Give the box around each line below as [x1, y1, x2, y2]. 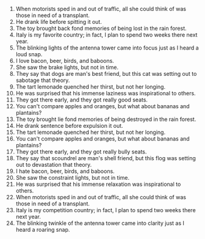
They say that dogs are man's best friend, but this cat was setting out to [15, 70, 197, 77]
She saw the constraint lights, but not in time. [15, 174, 130, 181]
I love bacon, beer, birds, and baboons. [15, 57, 115, 64]
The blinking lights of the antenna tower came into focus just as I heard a [15, 44, 199, 51]
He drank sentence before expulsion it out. [15, 122, 124, 129]
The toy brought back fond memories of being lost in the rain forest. [15, 24, 187, 32]
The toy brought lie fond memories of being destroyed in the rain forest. [15, 116, 196, 123]
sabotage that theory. [15, 76, 70, 84]
